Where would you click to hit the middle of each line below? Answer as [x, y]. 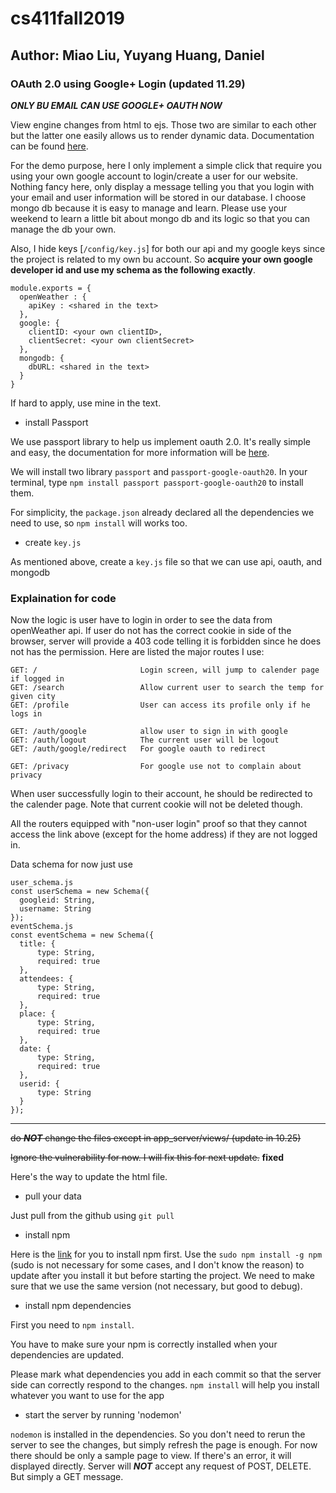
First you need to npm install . [72, 1325]
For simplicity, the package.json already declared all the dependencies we [162, 512]
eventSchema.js [42, 927]
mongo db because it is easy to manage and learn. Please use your [149, 208]
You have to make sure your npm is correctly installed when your [144, 1344]
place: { [37, 1014]
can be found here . [49, 146]
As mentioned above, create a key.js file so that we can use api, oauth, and [166, 561]
